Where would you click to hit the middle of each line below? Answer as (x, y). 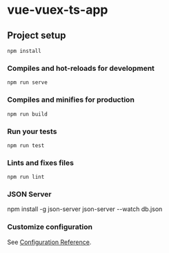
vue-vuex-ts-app (58, 10)
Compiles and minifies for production (71, 100)
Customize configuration (50, 227)
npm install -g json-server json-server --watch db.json (85, 209)
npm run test (26, 145)
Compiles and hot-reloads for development (81, 68)
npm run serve (28, 82)
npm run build (28, 114)
